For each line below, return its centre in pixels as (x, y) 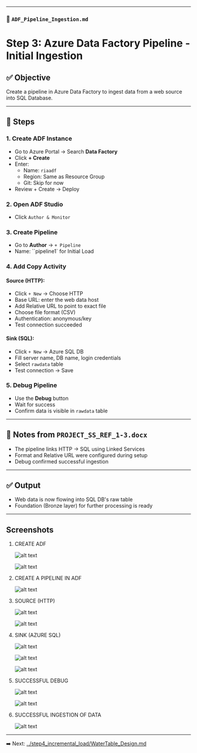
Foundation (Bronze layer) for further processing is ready (84, 506)
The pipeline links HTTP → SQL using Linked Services (80, 449)
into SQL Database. (29, 98)
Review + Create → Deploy (47, 189)
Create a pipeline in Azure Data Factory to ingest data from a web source (94, 91)
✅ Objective (28, 77)
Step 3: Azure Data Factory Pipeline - (98, 43)
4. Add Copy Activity (36, 266)
